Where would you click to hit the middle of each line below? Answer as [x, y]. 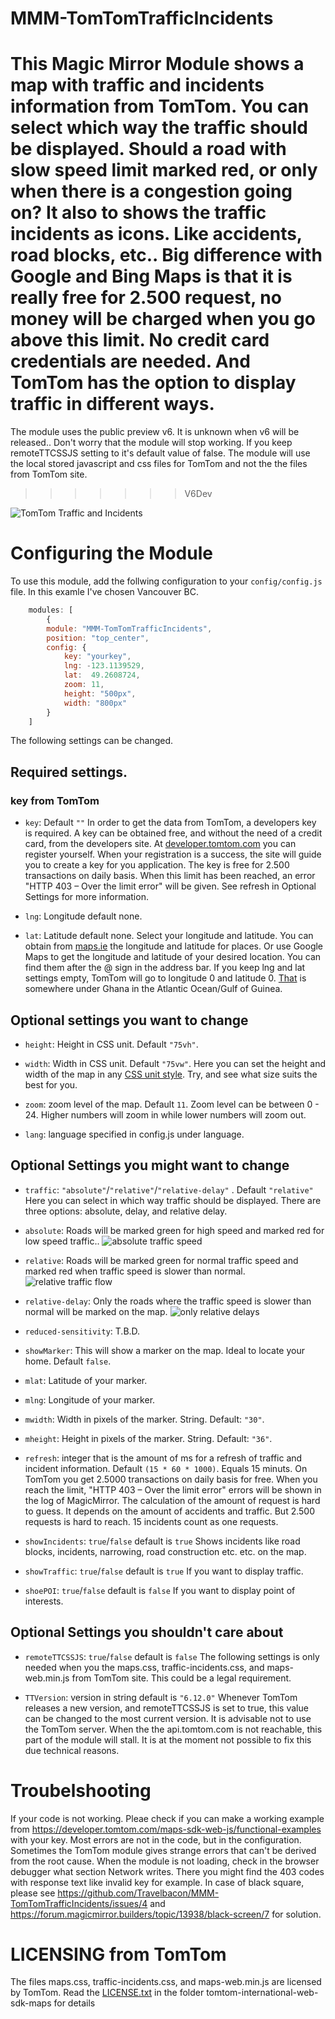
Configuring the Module [111, 553]
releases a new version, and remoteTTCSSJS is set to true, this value [166, 1708]
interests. [44, 1601]
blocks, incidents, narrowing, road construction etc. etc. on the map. [165, 1551]
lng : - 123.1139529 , [104, 666]
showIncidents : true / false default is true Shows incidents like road [162, 1541]
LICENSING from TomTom [118, 1954]
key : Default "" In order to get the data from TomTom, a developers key [170, 823]
